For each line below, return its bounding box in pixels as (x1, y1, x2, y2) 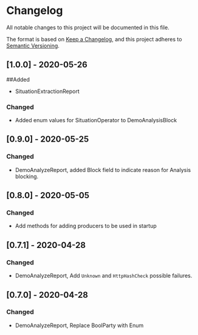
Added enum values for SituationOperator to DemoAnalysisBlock (15, 117, 177, 124)
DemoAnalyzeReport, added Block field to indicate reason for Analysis (15, 166, 191, 173)
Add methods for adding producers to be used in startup (15, 223, 157, 230)
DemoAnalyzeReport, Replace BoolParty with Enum (15, 322, 144, 329)
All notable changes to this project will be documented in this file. (6, 24, 170, 31)
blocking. (15, 173, 39, 180)
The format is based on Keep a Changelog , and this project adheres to (6, 35, 182, 43)
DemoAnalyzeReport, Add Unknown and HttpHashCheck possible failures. (15, 272, 193, 280)
